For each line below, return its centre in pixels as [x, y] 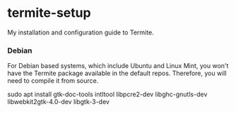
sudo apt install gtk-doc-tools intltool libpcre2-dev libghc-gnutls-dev [107, 94]
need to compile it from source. [53, 81]
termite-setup [49, 13]
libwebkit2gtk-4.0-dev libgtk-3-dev [58, 102]
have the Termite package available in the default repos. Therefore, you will [117, 73]
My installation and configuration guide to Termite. [81, 32]
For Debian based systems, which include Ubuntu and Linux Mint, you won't [118, 66]
